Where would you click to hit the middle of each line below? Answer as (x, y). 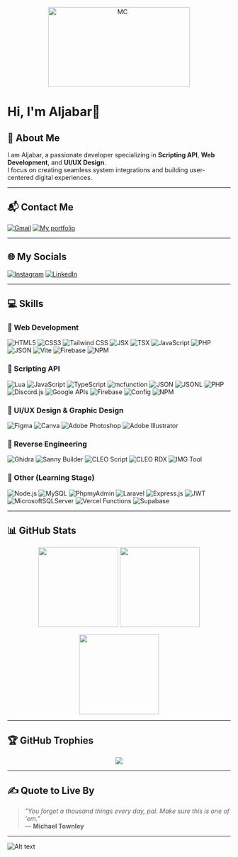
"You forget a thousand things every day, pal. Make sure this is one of (127, 811)
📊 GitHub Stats (42, 531)
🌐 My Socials (37, 257)
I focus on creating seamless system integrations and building (98, 170)
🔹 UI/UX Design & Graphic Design (66, 410)
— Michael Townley (54, 826)
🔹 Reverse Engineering (47, 444)
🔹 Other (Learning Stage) (51, 478)
